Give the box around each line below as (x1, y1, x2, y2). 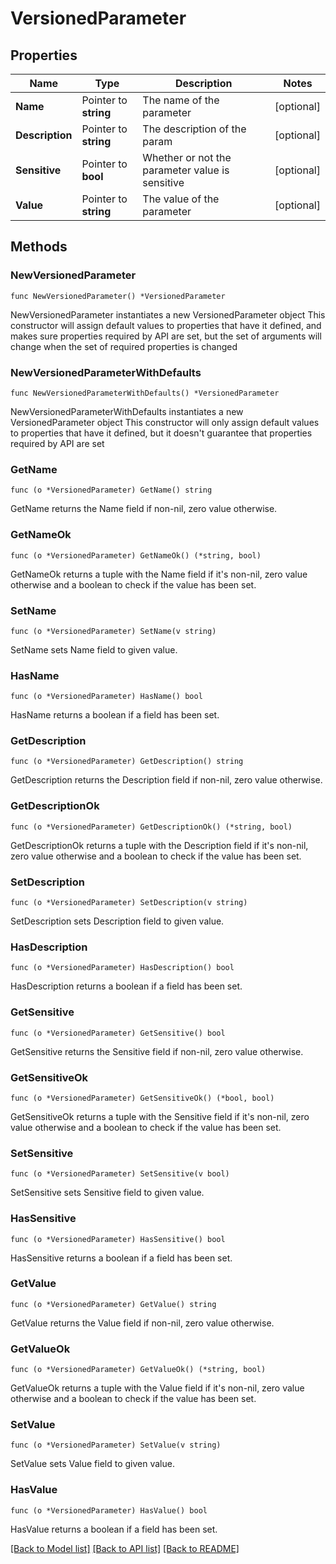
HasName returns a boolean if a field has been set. (10, 709, 220, 721)
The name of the (142, 93, 220, 107)
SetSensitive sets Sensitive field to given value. (10, 1187, 205, 1199)
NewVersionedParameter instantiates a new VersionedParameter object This (10, 308, 326, 321)
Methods (10, 238, 68, 256)
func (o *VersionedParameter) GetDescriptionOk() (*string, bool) (10, 822, 293, 832)
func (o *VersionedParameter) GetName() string (10, 485, 213, 496)
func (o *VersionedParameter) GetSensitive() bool (10, 1028, 226, 1038)
